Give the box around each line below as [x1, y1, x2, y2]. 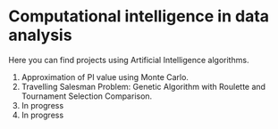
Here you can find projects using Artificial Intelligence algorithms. [8, 54, 249, 65]
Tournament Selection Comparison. [21, 91, 153, 101]
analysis [8, 25, 72, 45]
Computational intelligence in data [8, 6, 270, 27]
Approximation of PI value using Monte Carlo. [21, 71, 190, 82]
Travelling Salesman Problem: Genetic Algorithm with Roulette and [21, 81, 265, 92]
